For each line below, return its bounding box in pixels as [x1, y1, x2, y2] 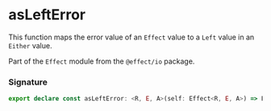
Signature [8, 76, 48, 88]
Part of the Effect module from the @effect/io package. [8, 56, 195, 66]
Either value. [8, 40, 52, 50]
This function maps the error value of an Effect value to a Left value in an [8, 32, 255, 42]
